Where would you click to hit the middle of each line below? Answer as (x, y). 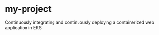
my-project (28, 9)
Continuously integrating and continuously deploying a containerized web (80, 22)
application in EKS (23, 27)
